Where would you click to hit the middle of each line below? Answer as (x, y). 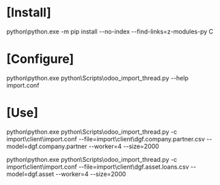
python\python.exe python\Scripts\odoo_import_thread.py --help (97, 78)
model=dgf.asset (30, 174)
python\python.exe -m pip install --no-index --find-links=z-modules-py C (110, 31)
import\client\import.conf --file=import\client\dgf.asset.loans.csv (98, 167)
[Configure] (40, 59)
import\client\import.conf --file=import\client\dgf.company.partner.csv (106, 139)
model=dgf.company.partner (47, 146)
